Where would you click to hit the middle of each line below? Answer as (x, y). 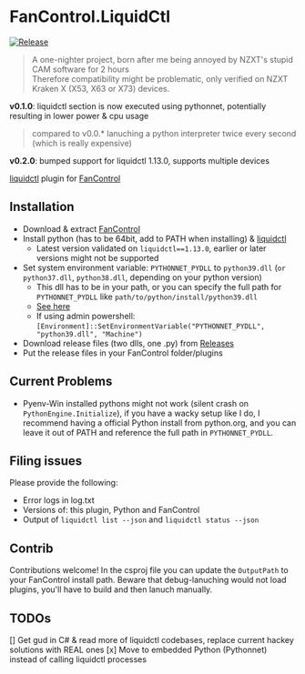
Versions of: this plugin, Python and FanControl (111, 510)
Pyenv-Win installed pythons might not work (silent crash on (135, 403)
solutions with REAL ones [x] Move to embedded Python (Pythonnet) (138, 649)
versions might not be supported (97, 257)
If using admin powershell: (86, 316)
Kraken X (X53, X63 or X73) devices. (101, 88)
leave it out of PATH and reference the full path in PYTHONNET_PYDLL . (148, 432)
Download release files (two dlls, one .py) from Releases (128, 343)
